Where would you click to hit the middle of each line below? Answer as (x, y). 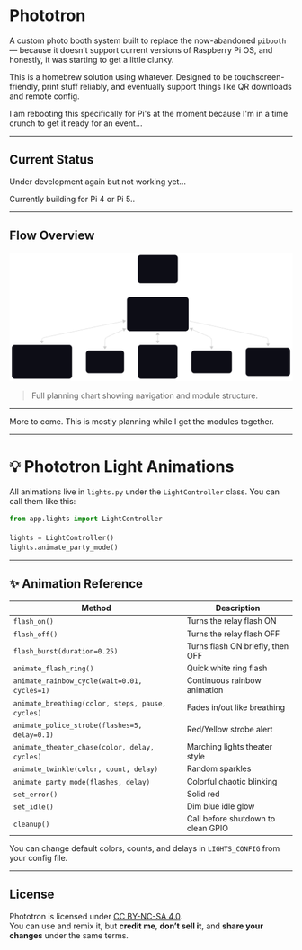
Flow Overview (52, 236)
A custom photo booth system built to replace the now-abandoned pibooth (148, 40)
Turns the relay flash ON (231, 621)
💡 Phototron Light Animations (122, 466)
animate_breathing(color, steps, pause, (90, 703)
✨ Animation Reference (76, 584)
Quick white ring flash (227, 668)
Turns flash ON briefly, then (238, 646)
